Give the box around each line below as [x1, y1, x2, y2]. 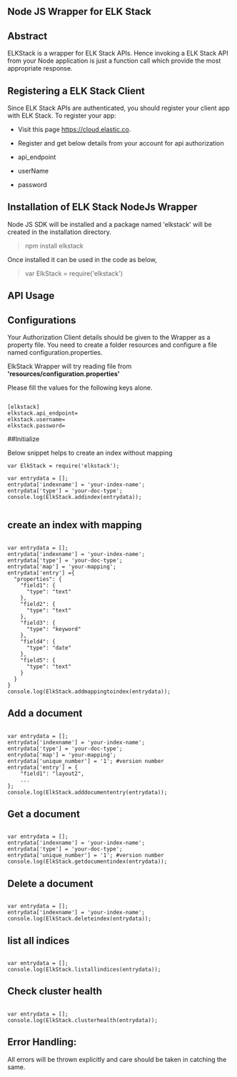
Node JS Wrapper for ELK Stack [7, 6, 151, 18]
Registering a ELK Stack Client [7, 85, 145, 97]
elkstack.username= [7, 416, 66, 423]
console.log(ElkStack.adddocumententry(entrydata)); [7, 789, 168, 796]
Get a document [7, 808, 81, 820]
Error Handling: [7, 1036, 77, 1048]
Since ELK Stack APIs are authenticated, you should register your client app [7, 103, 230, 113]
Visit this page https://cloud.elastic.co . [17, 125, 131, 134]
